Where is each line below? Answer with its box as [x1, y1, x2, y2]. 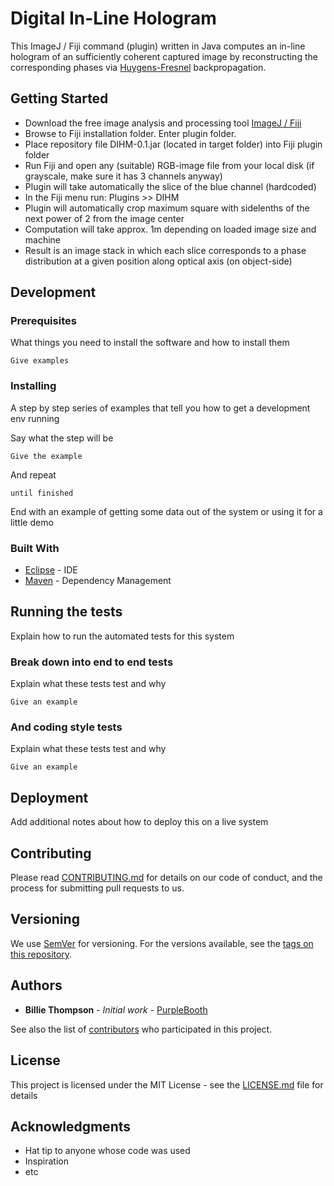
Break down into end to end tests [10, 655, 174, 669]
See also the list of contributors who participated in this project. [10, 1023, 273, 1035]
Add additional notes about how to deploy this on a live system [10, 816, 269, 828]
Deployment [10, 789, 89, 806]
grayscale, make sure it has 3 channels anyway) [24, 170, 223, 182]
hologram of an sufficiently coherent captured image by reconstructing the [10, 50, 318, 62]
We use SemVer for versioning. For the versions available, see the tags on [10, 937, 314, 949]
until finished [10, 488, 74, 498]
